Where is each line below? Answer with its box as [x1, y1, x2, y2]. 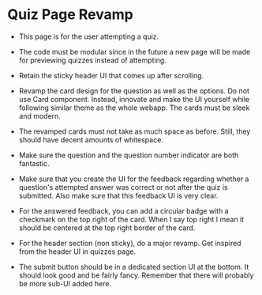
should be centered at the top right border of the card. [18, 223, 196, 233]
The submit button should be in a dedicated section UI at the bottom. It [18, 262, 249, 271]
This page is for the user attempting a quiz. [18, 32, 159, 41]
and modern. [18, 111, 61, 120]
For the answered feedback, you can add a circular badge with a [18, 206, 230, 215]
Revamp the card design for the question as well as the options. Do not [18, 85, 250, 96]
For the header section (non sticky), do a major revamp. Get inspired [18, 238, 241, 248]
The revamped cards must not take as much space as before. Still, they [18, 127, 251, 136]
